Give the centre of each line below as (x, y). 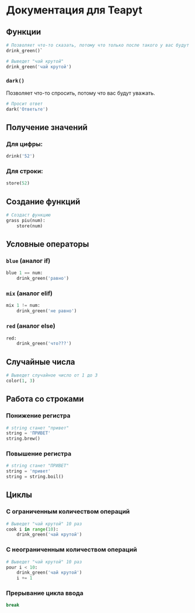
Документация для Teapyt (74, 10)
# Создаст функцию (28, 215)
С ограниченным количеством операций (68, 512)
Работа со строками (45, 399)
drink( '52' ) (20, 156)
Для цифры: (25, 144)
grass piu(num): (26, 220)
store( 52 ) (18, 183)
